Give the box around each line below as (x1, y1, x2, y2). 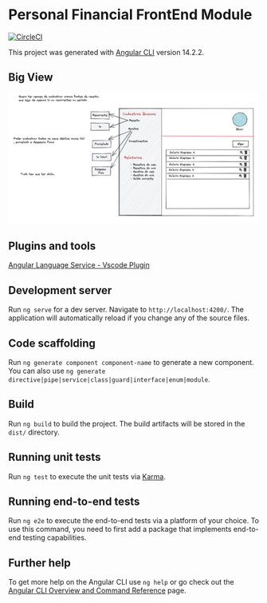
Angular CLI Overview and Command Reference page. (8, 585, 187, 596)
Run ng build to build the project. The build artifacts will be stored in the (8, 419, 245, 428)
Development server (8, 284, 112, 297)
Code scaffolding (8, 336, 96, 350)
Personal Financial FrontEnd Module (8, 6, 253, 24)
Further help (8, 556, 72, 569)
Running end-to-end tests (8, 495, 140, 509)
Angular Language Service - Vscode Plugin (8, 260, 150, 270)
